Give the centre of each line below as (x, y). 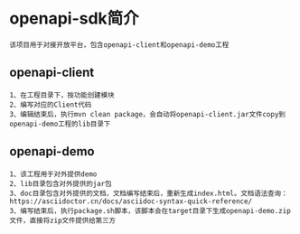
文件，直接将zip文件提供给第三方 (62, 220)
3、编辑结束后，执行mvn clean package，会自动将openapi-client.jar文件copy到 (148, 114)
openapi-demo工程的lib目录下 (60, 124)
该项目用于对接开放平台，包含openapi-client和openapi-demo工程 (119, 45)
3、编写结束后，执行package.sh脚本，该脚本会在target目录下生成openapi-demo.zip (150, 211)
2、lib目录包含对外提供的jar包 (61, 183)
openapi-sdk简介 (75, 19)
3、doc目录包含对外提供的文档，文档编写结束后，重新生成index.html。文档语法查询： (149, 193)
